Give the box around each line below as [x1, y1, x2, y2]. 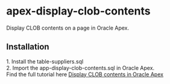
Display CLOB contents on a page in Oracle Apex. [6, 24, 130, 31]
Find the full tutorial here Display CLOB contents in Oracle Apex [6, 71, 164, 78]
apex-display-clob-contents [6, 4, 151, 18]
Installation [6, 42, 49, 52]
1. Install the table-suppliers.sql [6, 57, 84, 65]
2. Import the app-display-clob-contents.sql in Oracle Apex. [6, 64, 155, 71]
